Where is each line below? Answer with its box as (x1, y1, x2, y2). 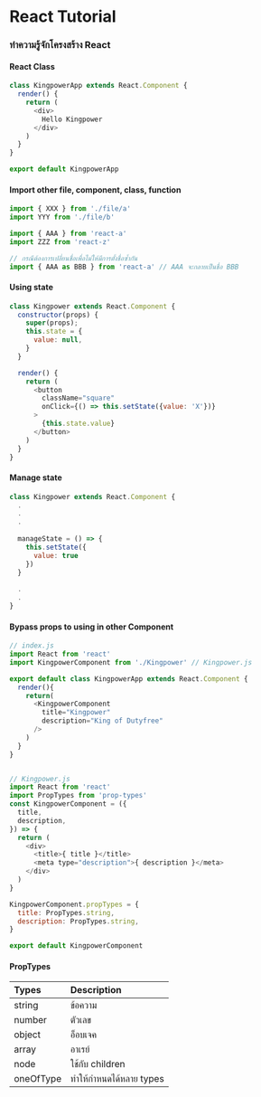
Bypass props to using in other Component (9, 621, 174, 632)
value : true (33, 551, 79, 560)
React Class (9, 61, 56, 71)
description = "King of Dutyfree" (42, 716, 164, 725)
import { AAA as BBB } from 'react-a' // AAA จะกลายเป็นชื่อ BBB (9, 262, 239, 271)
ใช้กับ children (70, 1058, 126, 1071)
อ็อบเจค (70, 1028, 98, 1041)
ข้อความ (70, 999, 98, 1012)
